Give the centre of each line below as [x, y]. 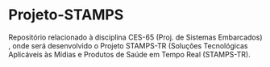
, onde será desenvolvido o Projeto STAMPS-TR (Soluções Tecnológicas [128, 45]
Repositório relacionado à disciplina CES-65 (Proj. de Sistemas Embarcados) [135, 37]
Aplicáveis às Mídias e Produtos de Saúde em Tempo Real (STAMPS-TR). [130, 54]
